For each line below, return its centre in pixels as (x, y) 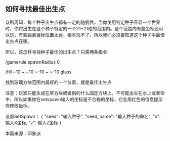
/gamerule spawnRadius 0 (32, 62)
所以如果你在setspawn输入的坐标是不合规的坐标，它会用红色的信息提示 (88, 99)
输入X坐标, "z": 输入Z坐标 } (33, 122)
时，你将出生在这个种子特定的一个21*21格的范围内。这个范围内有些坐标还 (82, 28)
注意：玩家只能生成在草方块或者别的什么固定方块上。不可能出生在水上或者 (83, 93)
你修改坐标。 (18, 106)
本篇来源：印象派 (23, 133)
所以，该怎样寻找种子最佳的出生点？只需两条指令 (56, 52)
